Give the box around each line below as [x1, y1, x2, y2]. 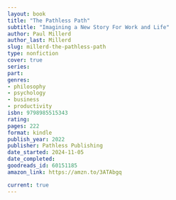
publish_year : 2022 [7, 135, 65, 143]
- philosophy [7, 83, 46, 90]
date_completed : [7, 155, 55, 163]
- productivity [7, 103, 53, 110]
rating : [7, 116, 31, 123]
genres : [7, 76, 31, 84]
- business [7, 96, 40, 104]
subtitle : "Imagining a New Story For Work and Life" [7, 23, 170, 30]
